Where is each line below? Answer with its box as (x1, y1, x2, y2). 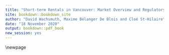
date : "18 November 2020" (5, 21, 59, 26)
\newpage (5, 44, 27, 50)
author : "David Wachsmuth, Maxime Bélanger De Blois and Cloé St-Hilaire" (5, 16, 165, 21)
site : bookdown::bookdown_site (5, 12, 71, 17)
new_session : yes (5, 30, 42, 35)
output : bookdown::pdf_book (5, 26, 64, 31)
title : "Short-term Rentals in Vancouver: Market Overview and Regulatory (5, 7, 165, 12)
